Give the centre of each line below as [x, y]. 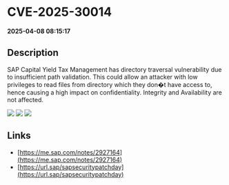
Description [33, 53]
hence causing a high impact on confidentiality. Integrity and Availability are [115, 92]
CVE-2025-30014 [60, 12]
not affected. [25, 99]
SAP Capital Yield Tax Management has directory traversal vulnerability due [114, 69]
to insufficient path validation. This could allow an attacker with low [102, 77]
